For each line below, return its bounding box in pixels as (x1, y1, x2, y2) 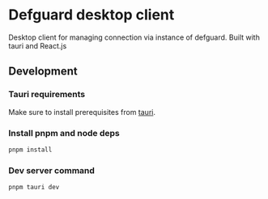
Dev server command (8, 164, 96, 176)
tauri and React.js (8, 40, 67, 50)
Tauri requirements (8, 89, 86, 100)
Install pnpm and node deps (8, 127, 120, 138)
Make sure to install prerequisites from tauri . (8, 107, 156, 116)
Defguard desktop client (8, 6, 175, 24)
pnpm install (8, 146, 53, 154)
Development (8, 65, 79, 78)
